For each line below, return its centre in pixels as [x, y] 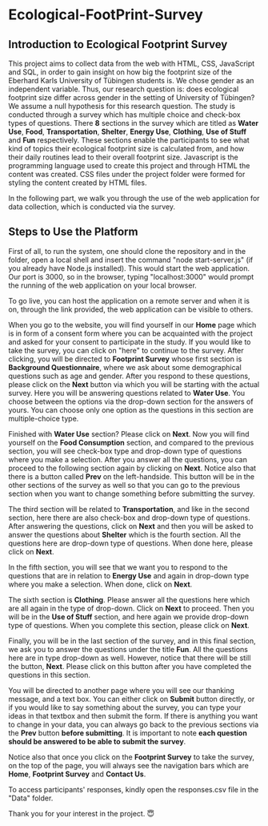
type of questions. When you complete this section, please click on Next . [129, 625]
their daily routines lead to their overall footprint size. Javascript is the [123, 157]
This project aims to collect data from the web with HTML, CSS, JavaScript [132, 63]
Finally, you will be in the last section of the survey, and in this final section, [132, 641]
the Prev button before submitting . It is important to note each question [128, 733]
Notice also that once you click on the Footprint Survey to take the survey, [131, 757]
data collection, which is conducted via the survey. [92, 207]
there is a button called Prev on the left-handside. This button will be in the [131, 476]
